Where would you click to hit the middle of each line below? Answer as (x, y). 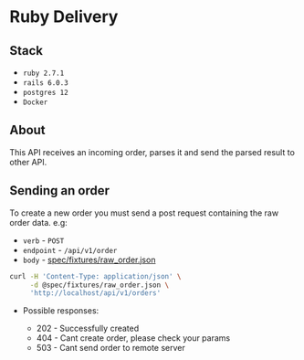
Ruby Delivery (64, 17)
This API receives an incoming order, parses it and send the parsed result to (152, 152)
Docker (35, 102)
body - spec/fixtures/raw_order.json (89, 259)
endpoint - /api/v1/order (70, 249)
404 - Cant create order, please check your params (133, 338)
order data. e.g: (39, 222)
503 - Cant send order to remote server (110, 348)
